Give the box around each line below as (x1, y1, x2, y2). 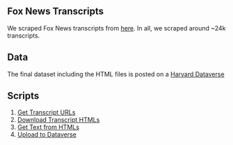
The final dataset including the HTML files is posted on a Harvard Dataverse (7, 69, 225, 78)
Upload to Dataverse (17, 130, 77, 139)
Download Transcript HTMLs (17, 116, 100, 124)
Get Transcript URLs (17, 108, 76, 117)
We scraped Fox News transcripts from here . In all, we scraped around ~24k (7, 24, 226, 32)
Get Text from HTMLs (17, 123, 80, 131)
